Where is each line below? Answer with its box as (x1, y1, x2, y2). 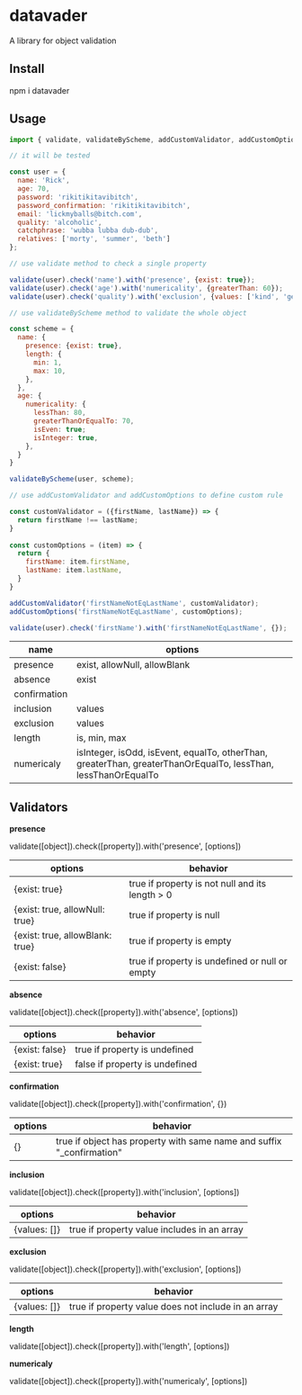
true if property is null (129, 909, 220, 922)
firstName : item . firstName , (25, 557, 130, 567)
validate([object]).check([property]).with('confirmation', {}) (9, 1099, 227, 1110)
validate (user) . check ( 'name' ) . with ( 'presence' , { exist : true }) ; (9, 275, 255, 284)
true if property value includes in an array (68, 1223, 244, 1236)
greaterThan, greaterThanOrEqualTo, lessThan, (75, 758, 274, 770)
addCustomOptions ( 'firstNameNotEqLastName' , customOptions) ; (9, 607, 244, 616)
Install (9, 61, 45, 76)
